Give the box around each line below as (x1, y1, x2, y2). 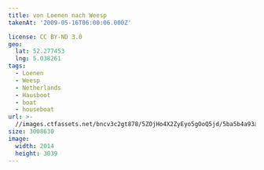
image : (8, 135, 30, 143)
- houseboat (15, 106, 55, 114)
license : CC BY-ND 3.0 (8, 33, 82, 41)
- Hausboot (15, 91, 51, 99)
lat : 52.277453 (15, 48, 65, 56)
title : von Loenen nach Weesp (8, 11, 108, 20)
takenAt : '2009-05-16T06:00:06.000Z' (8, 19, 132, 27)
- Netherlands (15, 84, 61, 92)
